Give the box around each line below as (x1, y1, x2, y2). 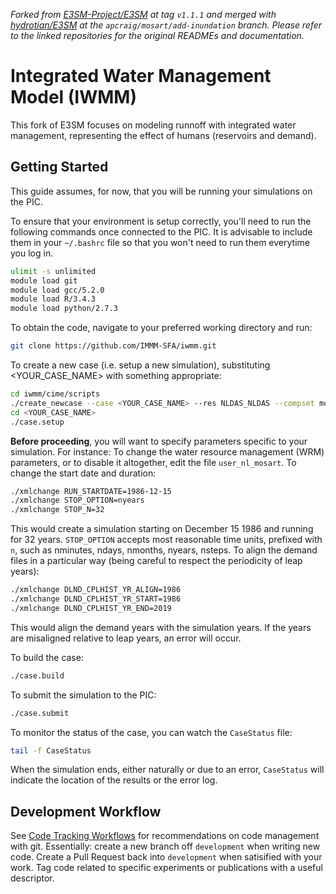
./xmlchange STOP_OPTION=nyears (10, 495, 145, 506)
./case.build (10, 670, 65, 681)
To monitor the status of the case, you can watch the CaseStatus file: (10, 726, 293, 738)
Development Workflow (10, 803, 162, 820)
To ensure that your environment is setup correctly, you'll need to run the (10, 215, 312, 227)
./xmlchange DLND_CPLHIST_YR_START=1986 (10, 594, 182, 604)
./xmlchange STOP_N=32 (10, 505, 105, 515)
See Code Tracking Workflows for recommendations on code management (10, 830, 320, 842)
